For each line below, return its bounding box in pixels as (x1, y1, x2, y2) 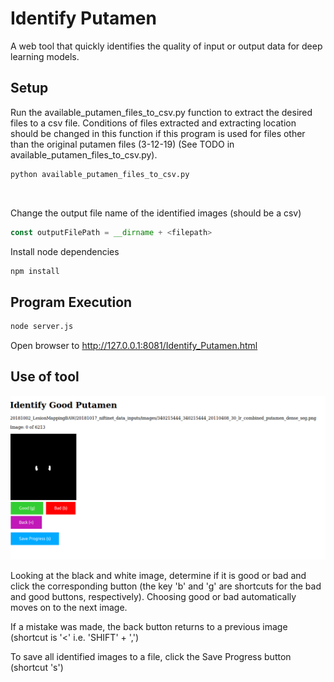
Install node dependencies (10, 245, 120, 257)
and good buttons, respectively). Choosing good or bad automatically (10, 591, 297, 603)
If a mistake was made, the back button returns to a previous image (10, 621, 288, 633)
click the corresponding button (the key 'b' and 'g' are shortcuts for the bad (10, 580, 322, 592)
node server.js (10, 322, 74, 332)
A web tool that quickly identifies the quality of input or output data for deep (10, 40, 323, 52)
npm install (10, 266, 60, 276)
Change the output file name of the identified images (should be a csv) (10, 207, 302, 219)
